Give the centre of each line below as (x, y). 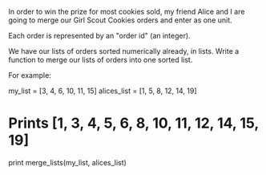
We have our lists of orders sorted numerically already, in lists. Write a (124, 51)
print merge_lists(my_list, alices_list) (67, 162)
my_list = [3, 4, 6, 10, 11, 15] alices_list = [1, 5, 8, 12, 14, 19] (103, 91)
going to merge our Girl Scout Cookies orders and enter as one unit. (120, 20)
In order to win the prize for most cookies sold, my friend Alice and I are (127, 12)
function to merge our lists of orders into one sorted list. (101, 60)
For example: (30, 75)
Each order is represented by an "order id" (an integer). (99, 36)
